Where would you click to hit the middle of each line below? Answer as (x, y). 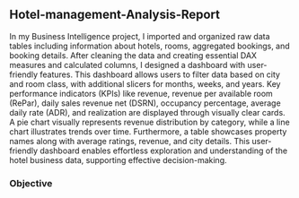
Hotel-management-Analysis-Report (115, 15)
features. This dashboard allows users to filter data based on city (160, 74)
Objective (31, 183)
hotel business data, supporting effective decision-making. (118, 159)
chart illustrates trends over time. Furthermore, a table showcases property (148, 131)
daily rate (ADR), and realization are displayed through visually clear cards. (147, 112)
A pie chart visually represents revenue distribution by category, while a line (149, 122)
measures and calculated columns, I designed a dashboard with (128, 65)
